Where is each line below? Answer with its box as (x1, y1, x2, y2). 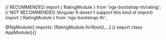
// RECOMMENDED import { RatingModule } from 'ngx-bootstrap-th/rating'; (5, 4, 161, 10)
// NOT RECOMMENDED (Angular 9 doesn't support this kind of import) (5, 9, 153, 15)
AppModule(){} (5, 30, 37, 35)
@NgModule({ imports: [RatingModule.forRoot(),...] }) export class (5, 24, 142, 30)
